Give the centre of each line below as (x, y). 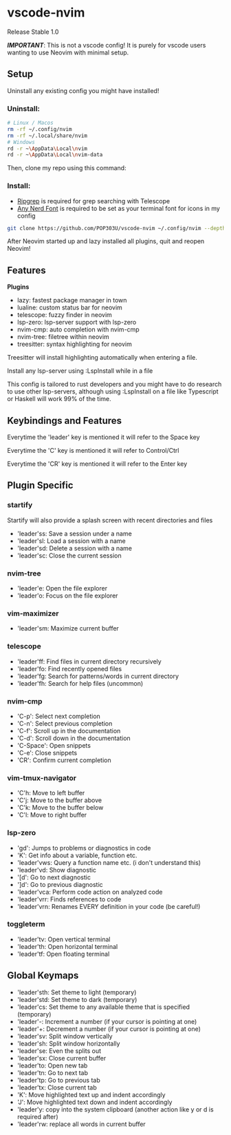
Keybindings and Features (65, 421)
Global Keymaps (43, 975)
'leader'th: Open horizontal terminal (67, 946)
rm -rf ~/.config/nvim (40, 129)
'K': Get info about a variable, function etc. (77, 855)
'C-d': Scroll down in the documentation (74, 738)
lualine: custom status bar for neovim (69, 307)
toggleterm (26, 924)
